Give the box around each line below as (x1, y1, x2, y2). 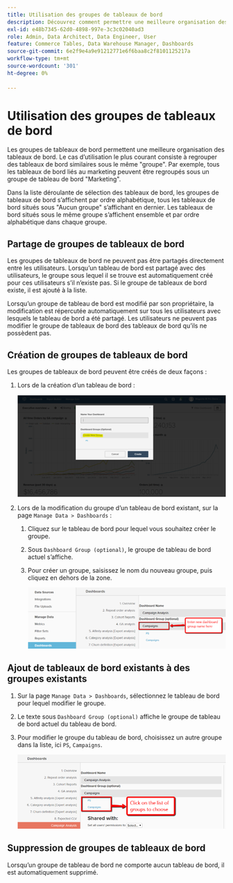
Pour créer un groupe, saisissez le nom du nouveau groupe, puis (27, 566, 213, 575)
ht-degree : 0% (7, 69, 49, 76)
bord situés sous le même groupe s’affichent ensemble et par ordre (7, 210, 200, 219)
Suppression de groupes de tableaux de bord (7, 842, 206, 854)
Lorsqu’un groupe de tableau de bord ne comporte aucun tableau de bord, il (7, 861, 225, 869)
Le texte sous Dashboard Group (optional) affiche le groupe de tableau (17, 712, 221, 721)
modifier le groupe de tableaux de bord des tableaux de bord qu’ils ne (7, 321, 207, 330)
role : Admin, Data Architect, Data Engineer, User (7, 33, 157, 40)
